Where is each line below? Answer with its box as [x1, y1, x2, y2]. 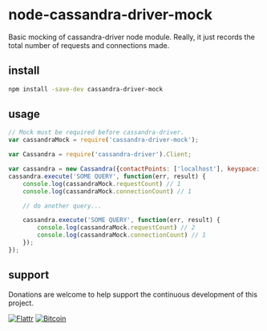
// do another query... [22, 202, 103, 210]
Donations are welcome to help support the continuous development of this [8, 289, 258, 299]
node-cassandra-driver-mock [8, 6, 212, 24]
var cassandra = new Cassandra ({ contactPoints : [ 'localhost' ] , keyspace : [8, 165, 261, 173]
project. [8, 298, 34, 308]
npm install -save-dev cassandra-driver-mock [8, 85, 163, 93]
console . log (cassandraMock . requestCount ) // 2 [37, 224, 196, 232]
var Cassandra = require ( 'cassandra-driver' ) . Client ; [8, 151, 192, 159]
